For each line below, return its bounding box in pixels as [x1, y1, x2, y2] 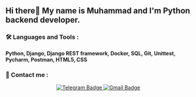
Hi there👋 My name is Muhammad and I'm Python [5, 6, 191, 16]
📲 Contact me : [5, 71, 49, 79]
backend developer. [5, 15, 81, 25]
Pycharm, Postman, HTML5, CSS [5, 56, 88, 63]
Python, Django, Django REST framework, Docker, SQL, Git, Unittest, [5, 49, 176, 56]
